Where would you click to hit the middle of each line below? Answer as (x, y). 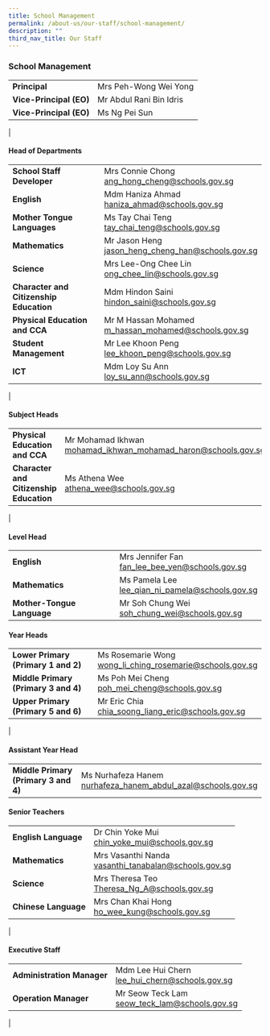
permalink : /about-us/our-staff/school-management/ (96, 23)
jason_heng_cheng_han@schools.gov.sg (181, 251)
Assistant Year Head (43, 749)
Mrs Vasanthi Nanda (132, 855)
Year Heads (28, 635)
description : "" (35, 31)
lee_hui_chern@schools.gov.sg (174, 980)
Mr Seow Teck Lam (151, 993)
